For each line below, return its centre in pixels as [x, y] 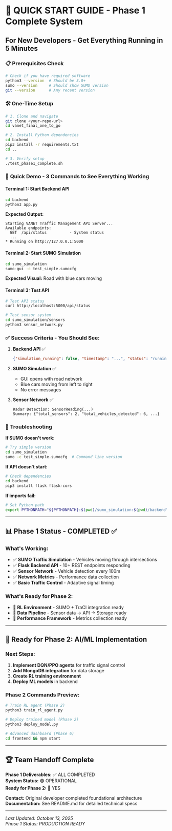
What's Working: [27, 548]
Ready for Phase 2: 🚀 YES [33, 788]
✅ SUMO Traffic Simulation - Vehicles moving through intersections [85, 560]
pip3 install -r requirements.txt [42, 145]
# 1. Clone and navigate [32, 116]
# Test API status [25, 301]
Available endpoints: [28, 228]
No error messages [41, 390]
